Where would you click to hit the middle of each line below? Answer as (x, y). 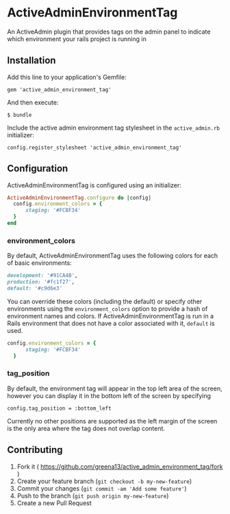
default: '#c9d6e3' (35, 288)
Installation (31, 61)
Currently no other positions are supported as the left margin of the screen (112, 421)
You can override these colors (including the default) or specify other (105, 301)
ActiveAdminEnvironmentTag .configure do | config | (79, 198)
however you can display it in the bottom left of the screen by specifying (109, 395)
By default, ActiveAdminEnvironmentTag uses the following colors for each (113, 256)
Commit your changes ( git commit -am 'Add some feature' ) (102, 488)
